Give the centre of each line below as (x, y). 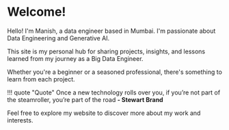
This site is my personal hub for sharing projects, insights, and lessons (106, 51)
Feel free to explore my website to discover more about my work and (104, 113)
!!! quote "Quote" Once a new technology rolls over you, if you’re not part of (114, 92)
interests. (20, 120)
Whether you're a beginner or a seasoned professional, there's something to (114, 72)
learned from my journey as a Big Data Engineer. (75, 58)
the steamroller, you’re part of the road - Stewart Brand (85, 99)
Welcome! (37, 12)
